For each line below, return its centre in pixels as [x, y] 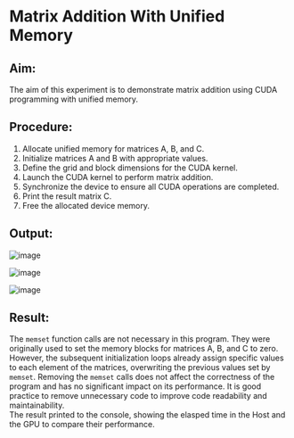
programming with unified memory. [74, 99]
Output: [31, 234]
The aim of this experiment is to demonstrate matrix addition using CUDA [143, 90]
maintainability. [37, 405]
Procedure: [41, 127]
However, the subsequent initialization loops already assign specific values [147, 358]
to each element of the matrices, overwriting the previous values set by [140, 368]
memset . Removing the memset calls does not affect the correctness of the [142, 377]
